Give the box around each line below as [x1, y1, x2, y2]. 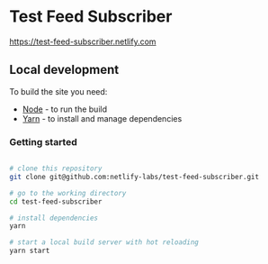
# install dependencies [9, 214, 99, 223]
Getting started [9, 135, 78, 148]
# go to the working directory [9, 188, 127, 197]
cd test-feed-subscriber [9, 196, 103, 206]
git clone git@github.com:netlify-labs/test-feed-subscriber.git [9, 172, 259, 181]
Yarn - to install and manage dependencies [22, 113, 183, 123]
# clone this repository [9, 164, 103, 173]
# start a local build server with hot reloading [9, 238, 200, 247]
